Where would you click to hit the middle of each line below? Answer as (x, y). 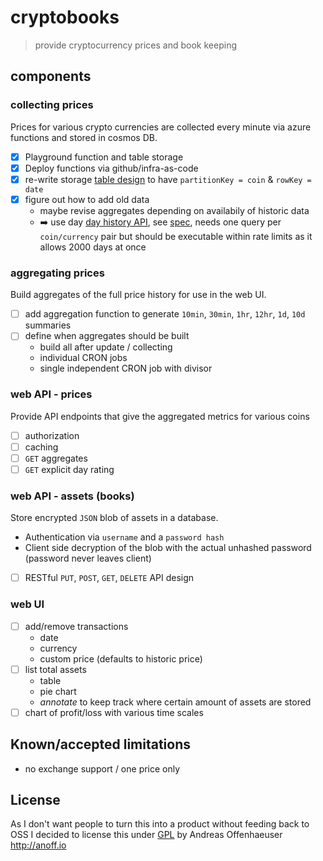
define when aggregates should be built (107, 336)
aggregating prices (57, 273)
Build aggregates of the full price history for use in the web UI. (138, 295)
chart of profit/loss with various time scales (114, 712)
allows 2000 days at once (93, 247)
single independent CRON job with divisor (126, 368)
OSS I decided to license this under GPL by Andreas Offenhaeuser (146, 835)
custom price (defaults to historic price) (121, 658)
